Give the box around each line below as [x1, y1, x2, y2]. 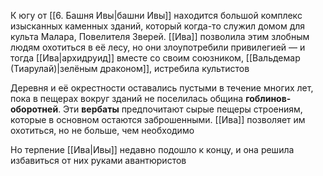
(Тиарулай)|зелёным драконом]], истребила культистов [10, 63, 250, 74]
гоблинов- [245, 93, 292, 104]
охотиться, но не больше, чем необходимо [10, 125, 195, 136]
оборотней [10, 103, 59, 115]
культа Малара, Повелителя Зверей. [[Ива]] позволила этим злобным [10, 31, 310, 42]
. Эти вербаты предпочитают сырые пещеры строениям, [58, 103, 303, 115]
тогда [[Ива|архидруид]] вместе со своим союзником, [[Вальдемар [10, 52, 301, 64]
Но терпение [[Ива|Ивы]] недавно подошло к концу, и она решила [10, 144, 295, 155]
